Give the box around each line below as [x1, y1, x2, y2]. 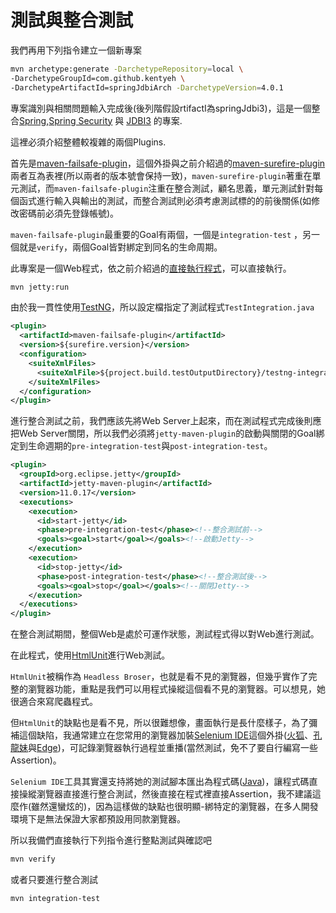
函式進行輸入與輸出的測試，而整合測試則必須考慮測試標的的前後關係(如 [18, 194, 312, 206]
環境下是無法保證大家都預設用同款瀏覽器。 [10, 813, 186, 825]
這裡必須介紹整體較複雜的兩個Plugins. [10, 136, 167, 148]
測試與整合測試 [10, 9, 134, 32]
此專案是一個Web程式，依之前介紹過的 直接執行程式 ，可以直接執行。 [10, 262, 292, 274]
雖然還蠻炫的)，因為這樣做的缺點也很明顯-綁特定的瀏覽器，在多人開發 [31, 801, 319, 813]
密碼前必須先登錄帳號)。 [18, 207, 120, 219]
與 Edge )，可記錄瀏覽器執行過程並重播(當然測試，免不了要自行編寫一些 [28, 742, 318, 754]
